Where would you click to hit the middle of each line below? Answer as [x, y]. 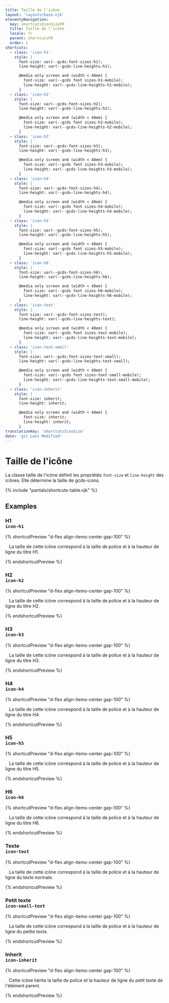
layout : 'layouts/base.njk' [35, 15]
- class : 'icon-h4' [30, 179]
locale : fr [21, 33]
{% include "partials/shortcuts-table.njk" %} [51, 490]
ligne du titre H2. [23, 606]
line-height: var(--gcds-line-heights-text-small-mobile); [87, 380]
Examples [21, 506]
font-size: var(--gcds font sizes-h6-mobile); [73, 291]
